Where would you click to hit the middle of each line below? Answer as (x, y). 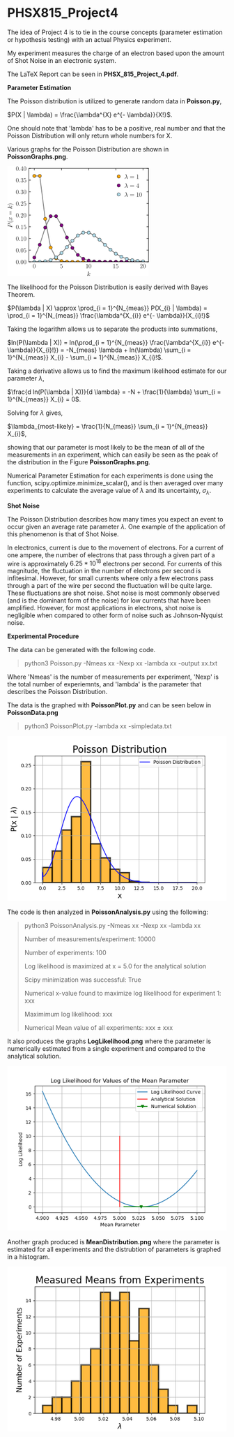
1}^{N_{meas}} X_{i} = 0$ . (44, 399)
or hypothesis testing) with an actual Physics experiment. (89, 39)
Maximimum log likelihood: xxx (68, 1015)
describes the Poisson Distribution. (57, 692)
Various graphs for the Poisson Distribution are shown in (88, 149)
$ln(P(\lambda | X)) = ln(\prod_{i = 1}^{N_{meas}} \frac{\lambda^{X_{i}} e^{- (116, 342)
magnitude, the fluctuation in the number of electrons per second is (104, 571)
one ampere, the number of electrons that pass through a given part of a (111, 555)
